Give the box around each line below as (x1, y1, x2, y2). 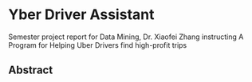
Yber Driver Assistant (8, 6, 155, 24)
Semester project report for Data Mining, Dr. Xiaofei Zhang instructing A (8, 32, 244, 41)
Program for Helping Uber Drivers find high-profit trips (8, 40, 187, 49)
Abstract (8, 64, 53, 77)
